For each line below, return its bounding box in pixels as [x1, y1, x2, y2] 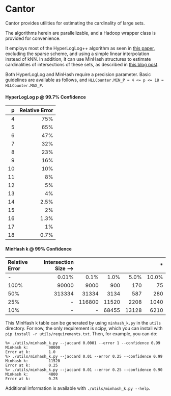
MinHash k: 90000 [5, 345, 60, 350]
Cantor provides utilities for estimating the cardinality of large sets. [5, 20, 145, 26]
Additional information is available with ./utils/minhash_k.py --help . [5, 385, 150, 391]
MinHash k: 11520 [5, 358, 60, 364]
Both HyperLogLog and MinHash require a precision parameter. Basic [5, 71, 151, 77]
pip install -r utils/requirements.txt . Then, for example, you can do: [5, 331, 158, 337]
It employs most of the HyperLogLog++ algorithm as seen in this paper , [5, 45, 155, 51]
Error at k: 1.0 [5, 350, 56, 355]
